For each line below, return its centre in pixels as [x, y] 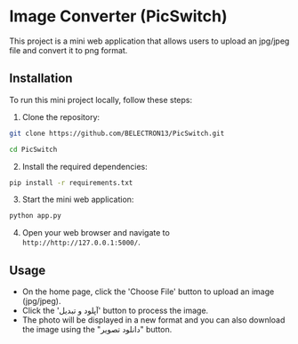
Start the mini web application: [78, 200]
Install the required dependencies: [85, 166]
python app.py [36, 216]
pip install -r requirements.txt [71, 183]
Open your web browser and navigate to [96, 233]
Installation [41, 79]
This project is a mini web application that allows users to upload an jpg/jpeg [149, 41]
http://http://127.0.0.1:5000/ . [81, 243]
